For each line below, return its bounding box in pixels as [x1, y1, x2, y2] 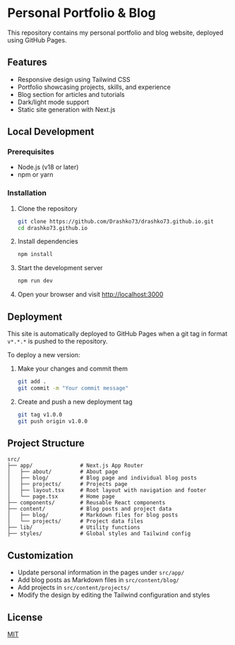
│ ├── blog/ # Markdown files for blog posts [7, 511, 179, 519]
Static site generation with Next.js [17, 105, 116, 114]
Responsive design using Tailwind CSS [17, 75, 131, 83]
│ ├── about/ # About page [7, 468, 119, 475]
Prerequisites [7, 147, 54, 157]
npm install [17, 251, 53, 258]
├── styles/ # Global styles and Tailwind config [7, 530, 191, 537]
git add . [17, 378, 47, 385]
